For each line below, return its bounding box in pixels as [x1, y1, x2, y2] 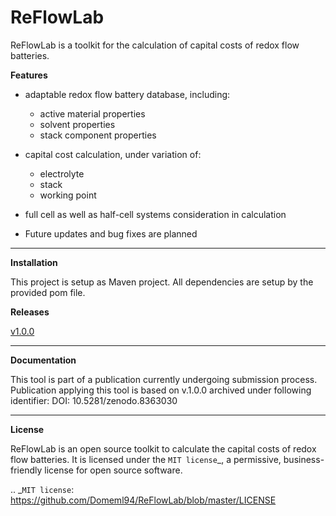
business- [283, 453, 325, 465]
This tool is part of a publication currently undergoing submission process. [10, 373, 318, 385]
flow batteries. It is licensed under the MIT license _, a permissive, [10, 453, 282, 465]
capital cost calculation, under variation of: [24, 148, 202, 160]
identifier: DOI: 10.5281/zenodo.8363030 [10, 394, 178, 406]
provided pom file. [10, 286, 86, 298]
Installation [10, 256, 58, 268]
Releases [10, 306, 50, 318]
